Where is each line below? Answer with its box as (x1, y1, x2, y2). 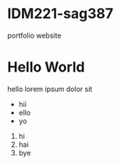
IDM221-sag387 (7, 5, 114, 23)
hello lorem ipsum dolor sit (7, 84, 93, 93)
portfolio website (7, 31, 62, 40)
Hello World (7, 58, 85, 76)
